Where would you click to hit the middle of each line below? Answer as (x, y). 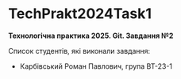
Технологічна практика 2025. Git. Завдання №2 (91, 36)
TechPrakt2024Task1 (80, 14)
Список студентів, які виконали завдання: (79, 51)
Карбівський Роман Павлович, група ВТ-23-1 (96, 66)
